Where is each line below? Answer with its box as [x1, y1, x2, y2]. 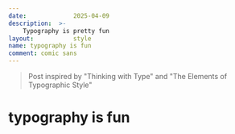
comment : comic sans [8, 49, 78, 57]
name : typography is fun [8, 42, 92, 50]
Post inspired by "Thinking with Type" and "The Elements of [27, 72, 228, 81]
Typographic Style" [27, 80, 93, 90]
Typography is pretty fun [23, 27, 110, 35]
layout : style [8, 34, 92, 43]
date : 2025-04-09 [8, 11, 110, 20]
